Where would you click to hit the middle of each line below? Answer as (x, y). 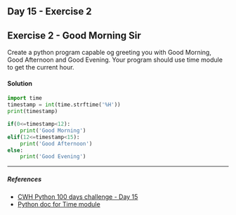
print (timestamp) (33, 112)
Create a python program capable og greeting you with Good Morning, (110, 53)
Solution (20, 83)
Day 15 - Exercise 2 (50, 12)
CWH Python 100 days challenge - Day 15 (78, 197)
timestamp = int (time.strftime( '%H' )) (64, 105)
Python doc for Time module (59, 204)
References (25, 179)
